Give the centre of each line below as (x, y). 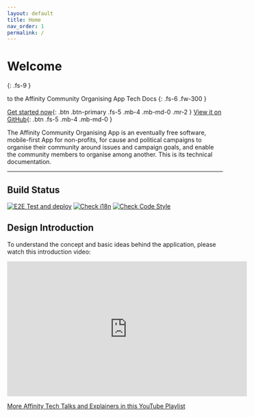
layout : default (30, 13)
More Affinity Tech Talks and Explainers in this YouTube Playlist (97, 406)
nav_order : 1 (26, 26)
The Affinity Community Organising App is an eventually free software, (107, 133)
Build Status (34, 190)
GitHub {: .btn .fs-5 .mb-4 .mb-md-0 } (60, 119)
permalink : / (26, 33)
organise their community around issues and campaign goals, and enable (111, 147)
